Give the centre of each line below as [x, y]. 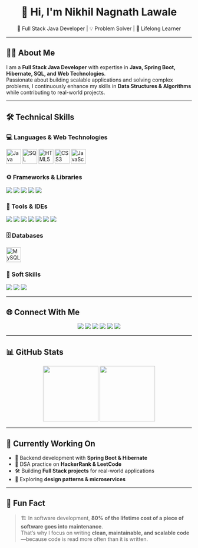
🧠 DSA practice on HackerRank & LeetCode [68, 464]
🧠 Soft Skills [24, 274]
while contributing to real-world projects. [56, 92]
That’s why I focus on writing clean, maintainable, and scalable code [105, 533]
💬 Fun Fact [26, 503]
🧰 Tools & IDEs [27, 206]
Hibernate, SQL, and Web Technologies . [56, 73]
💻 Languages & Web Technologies [57, 137]
